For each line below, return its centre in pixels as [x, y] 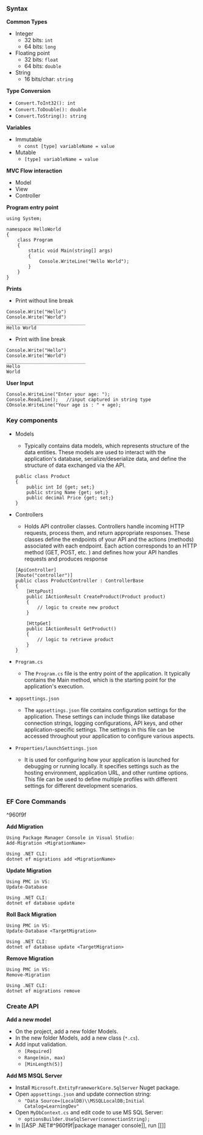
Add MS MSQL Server [34, 1076]
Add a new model [29, 1019]
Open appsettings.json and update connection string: [83, 1094]
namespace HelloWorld [34, 230]
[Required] [38, 1052]
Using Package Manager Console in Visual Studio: [71, 838]
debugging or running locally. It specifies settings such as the [101, 766]
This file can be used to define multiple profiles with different [101, 779]
